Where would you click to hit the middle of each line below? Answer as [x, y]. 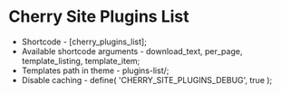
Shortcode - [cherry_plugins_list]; [84, 42]
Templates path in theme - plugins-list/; [95, 70]
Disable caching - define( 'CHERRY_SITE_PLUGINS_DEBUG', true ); [147, 80]
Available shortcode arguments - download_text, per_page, [132, 51]
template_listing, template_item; [81, 61]
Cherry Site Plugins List [99, 17]
